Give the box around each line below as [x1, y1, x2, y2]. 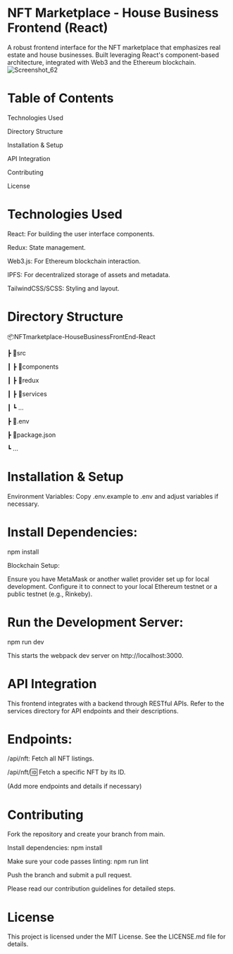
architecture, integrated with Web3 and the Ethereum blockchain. [7, 58, 196, 66]
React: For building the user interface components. [7, 229, 155, 238]
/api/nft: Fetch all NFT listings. [7, 754, 94, 763]
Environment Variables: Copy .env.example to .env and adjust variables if [7, 492, 219, 500]
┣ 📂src [7, 348, 26, 357]
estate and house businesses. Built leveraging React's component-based [7, 51, 220, 59]
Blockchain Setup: [7, 561, 60, 569]
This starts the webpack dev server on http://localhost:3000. [7, 651, 184, 659]
